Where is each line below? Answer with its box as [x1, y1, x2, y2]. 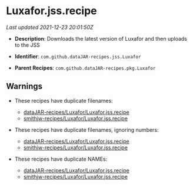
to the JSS [14, 41, 40, 48]
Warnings [6, 81, 43, 92]
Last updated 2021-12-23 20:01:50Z [6, 24, 94, 31]
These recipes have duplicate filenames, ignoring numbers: [14, 126, 159, 133]
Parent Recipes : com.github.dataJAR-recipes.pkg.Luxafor [14, 64, 156, 71]
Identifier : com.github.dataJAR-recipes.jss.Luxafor [14, 53, 141, 60]
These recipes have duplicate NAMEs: [14, 155, 108, 162]
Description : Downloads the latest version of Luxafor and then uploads [14, 35, 187, 42]
